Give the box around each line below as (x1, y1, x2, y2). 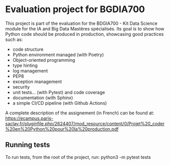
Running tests (5, 141, 51, 149)
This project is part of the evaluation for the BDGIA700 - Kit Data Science (5, 20, 158, 26)
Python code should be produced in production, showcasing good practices (5, 31, 164, 37)
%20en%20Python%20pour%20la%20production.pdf (5, 126, 119, 132)
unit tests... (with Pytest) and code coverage (12, 89, 105, 95)
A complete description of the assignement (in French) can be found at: (5, 110, 154, 116)
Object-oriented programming (12, 57, 75, 63)
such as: (5, 36, 23, 43)
